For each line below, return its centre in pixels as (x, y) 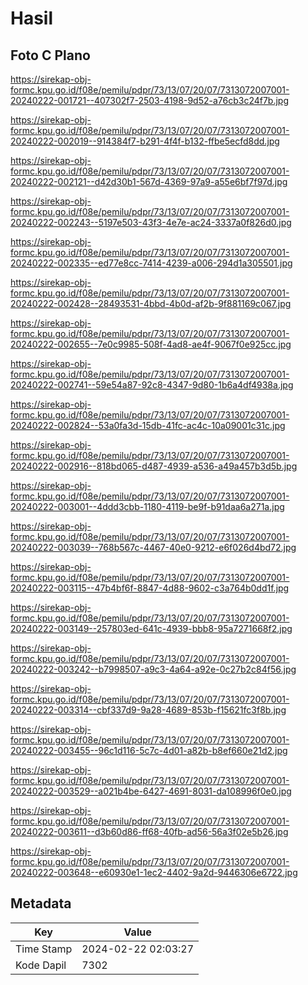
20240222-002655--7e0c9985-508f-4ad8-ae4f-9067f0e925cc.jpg (151, 344)
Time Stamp (44, 949)
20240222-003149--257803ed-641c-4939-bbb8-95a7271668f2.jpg (151, 628)
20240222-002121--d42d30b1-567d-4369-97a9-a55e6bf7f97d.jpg (149, 181)
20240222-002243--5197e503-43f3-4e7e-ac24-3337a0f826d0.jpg (151, 222)
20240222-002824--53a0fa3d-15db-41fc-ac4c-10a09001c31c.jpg (148, 425)
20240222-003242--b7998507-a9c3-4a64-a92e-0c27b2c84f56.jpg (153, 669)
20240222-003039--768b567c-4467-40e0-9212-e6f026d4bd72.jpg (153, 547)
